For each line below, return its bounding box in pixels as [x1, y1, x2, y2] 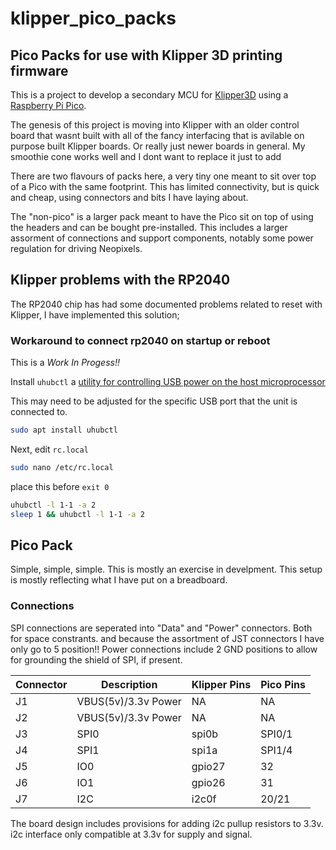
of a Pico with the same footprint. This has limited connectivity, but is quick [10, 181, 320, 192]
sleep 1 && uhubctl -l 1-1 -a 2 [10, 509, 145, 519]
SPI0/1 [260, 727, 293, 741]
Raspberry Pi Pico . [10, 100, 87, 111]
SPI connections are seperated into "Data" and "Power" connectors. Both [10, 622, 313, 634]
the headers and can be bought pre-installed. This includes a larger [10, 222, 288, 233]
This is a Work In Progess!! [10, 357, 120, 369]
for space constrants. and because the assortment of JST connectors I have [10, 632, 325, 644]
